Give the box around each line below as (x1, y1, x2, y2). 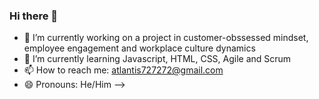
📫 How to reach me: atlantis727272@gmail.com (23, 64, 224, 76)
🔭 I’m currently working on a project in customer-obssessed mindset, (23, 32, 309, 44)
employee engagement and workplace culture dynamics (23, 42, 256, 54)
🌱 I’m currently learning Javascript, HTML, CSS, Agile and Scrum (23, 53, 292, 65)
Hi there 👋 (9, 9, 59, 23)
